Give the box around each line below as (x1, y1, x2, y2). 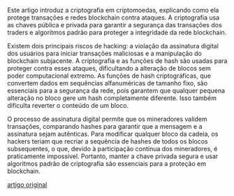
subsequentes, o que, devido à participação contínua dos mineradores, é (7, 145, 218, 153)
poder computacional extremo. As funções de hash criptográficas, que (7, 71, 212, 80)
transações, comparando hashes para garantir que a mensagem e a (7, 122, 203, 130)
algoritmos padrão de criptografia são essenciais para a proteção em (7, 160, 206, 167)
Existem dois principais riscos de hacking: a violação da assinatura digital (7, 42, 219, 50)
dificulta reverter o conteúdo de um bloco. (7, 101, 129, 109)
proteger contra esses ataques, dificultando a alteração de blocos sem (7, 64, 212, 72)
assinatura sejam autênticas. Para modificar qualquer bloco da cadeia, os (7, 129, 219, 138)
